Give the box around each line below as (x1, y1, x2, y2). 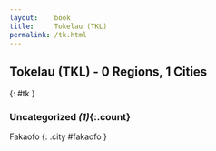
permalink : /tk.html (9, 30, 88, 39)
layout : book (9, 13, 71, 23)
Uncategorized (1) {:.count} (9, 111, 132, 124)
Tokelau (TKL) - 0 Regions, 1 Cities (9, 64, 208, 79)
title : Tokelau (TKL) (9, 22, 107, 31)
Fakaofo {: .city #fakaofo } (9, 131, 107, 142)
